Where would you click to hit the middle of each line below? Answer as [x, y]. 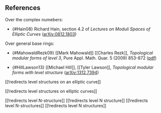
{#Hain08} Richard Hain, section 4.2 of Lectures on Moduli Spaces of [81, 29]
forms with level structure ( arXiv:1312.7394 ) [55, 72]
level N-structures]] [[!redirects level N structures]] [56, 105]
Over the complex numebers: [34, 19]
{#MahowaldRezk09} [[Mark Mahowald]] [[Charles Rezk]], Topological [82, 53]
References [23, 8]
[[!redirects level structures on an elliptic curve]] [53, 82]
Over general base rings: [30, 43]
